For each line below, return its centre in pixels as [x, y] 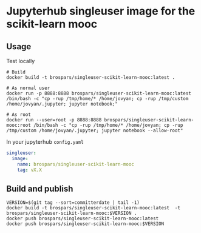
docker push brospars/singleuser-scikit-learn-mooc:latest [83, 219]
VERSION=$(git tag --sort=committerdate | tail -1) [73, 203]
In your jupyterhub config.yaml [45, 142]
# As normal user [28, 88]
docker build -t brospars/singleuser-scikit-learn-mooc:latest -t [94, 208]
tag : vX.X [30, 170]
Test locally [21, 61]
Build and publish [40, 188]
